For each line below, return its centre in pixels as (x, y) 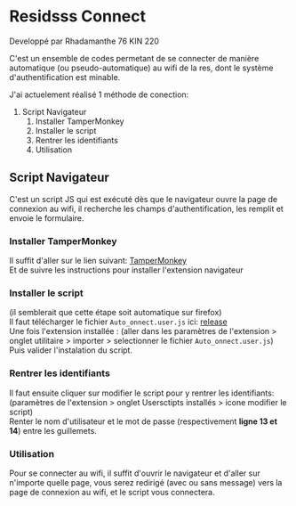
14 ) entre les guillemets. (53, 430)
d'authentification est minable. (65, 77)
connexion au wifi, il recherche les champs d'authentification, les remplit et (147, 208)
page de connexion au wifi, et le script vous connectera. (112, 492)
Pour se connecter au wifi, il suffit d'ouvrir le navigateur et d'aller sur (135, 473)
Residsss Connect (78, 16)
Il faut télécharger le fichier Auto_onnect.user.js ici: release (119, 322)
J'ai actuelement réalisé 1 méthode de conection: (99, 94)
